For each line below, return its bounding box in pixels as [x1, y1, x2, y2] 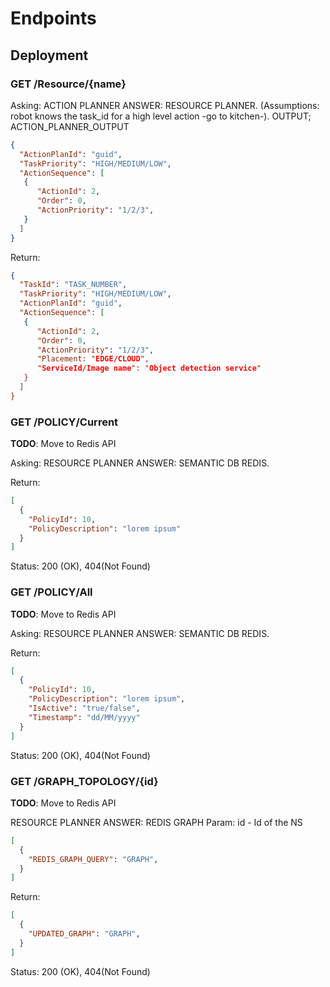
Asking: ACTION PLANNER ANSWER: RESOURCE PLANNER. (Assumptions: [10, 99, 320, 111]
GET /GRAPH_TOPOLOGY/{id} [10, 774, 159, 788]
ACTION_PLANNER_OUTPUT [10, 120, 130, 132]
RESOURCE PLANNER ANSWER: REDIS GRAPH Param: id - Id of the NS [10, 816, 303, 828]
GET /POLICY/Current [10, 415, 119, 429]
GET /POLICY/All [10, 585, 93, 599]
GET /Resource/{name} [10, 77, 127, 91]
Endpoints [10, 7, 97, 30]
